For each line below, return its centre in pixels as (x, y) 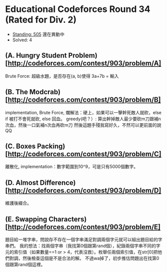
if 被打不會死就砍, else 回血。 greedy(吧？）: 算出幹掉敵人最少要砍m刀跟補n (83, 119)
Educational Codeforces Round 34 (78, 9)
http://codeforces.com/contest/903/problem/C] (84, 154)
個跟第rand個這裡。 (25, 265)
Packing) (51, 146)
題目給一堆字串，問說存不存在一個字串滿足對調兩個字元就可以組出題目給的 (82, 240)
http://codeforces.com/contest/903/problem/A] (84, 63)
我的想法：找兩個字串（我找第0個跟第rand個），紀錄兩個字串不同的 (87, 246)
